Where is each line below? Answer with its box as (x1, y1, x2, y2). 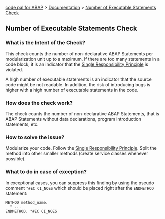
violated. (5, 66, 24, 72)
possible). (5, 156, 26, 162)
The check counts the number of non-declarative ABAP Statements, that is (5, 110, 159, 117)
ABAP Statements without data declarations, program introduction (5, 116, 141, 122)
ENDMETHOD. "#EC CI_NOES (5, 209, 57, 214)
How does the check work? (5, 99, 73, 106)
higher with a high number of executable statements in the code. (5, 87, 139, 93)
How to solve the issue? (5, 134, 65, 141)
